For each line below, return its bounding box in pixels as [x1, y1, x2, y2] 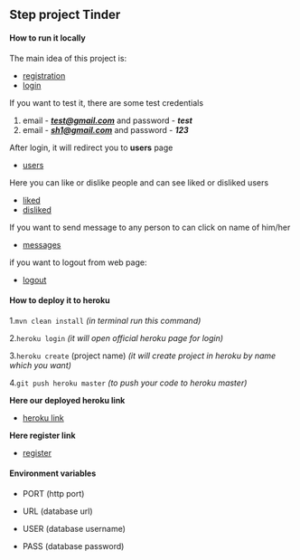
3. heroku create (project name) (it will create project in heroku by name [9, 350, 277, 361]
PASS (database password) [22, 541, 125, 551]
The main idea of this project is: [9, 52, 127, 63]
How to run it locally [9, 32, 86, 43]
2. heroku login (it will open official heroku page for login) [9, 332, 224, 343]
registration [22, 70, 66, 81]
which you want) [9, 359, 72, 370]
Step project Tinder [9, 7, 121, 23]
